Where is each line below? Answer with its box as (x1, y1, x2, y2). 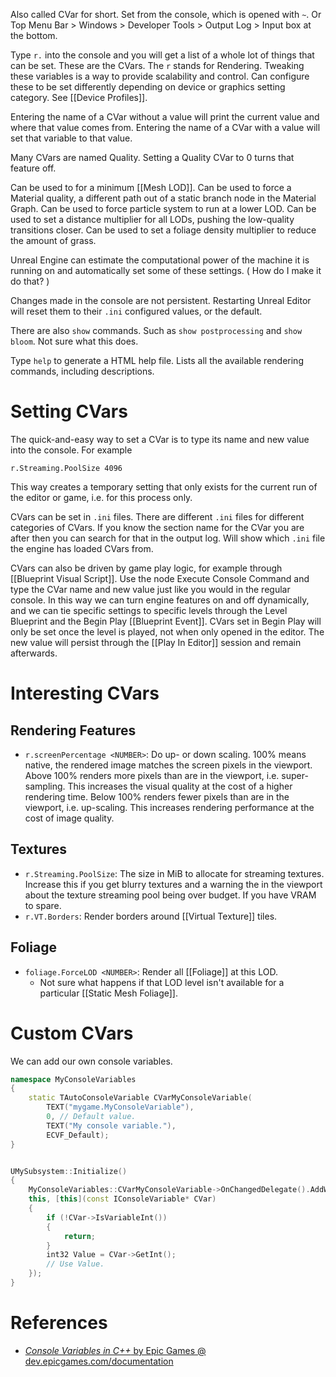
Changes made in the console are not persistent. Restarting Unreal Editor (10, 295, 312, 306)
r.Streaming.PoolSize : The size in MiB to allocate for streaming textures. (24, 867, 325, 879)
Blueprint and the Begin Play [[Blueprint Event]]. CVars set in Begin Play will (10, 615, 322, 627)
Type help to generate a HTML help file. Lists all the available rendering (10, 355, 304, 366)
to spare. (24, 899, 62, 911)
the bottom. (10, 30, 58, 41)
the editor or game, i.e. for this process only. (10, 491, 193, 503)
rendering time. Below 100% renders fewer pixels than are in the (24, 790, 290, 803)
